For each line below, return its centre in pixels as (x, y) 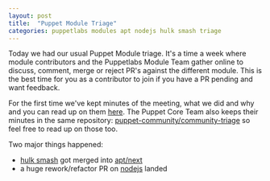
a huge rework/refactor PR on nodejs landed (93, 169)
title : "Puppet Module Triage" (62, 23)
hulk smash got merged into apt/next (81, 160)
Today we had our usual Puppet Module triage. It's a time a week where (127, 54)
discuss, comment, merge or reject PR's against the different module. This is (135, 71)
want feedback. (34, 88)
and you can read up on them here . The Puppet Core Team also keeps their (133, 112)
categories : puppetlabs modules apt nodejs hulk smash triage (115, 31)
